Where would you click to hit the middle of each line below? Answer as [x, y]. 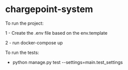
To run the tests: [22, 52]
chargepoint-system [49, 9]
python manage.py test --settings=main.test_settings [68, 62]
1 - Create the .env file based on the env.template [56, 33]
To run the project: [24, 23]
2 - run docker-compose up [34, 43]
